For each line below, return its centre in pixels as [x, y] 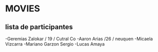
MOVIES [23, 9]
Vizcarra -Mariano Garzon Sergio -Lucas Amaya [55, 44]
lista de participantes [39, 27]
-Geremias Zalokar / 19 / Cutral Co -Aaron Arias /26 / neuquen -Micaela [79, 39]
